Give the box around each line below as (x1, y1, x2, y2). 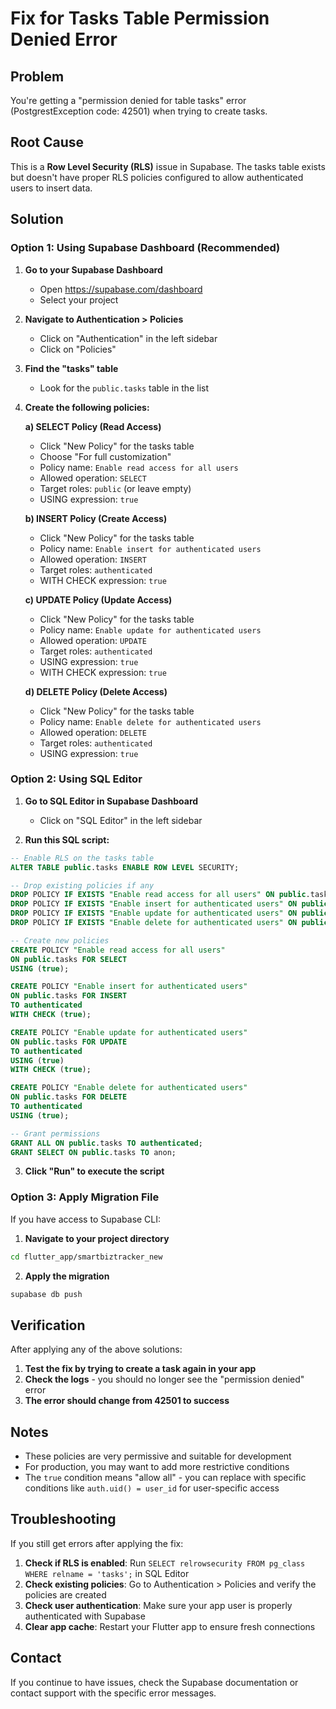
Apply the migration (24, 1270, 110, 1282)
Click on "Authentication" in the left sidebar (39, 332, 218, 344)
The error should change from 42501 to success (24, 1395, 230, 1407)
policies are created (24, 1588, 107, 1601)
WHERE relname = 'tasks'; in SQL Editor (24, 1567, 190, 1579)
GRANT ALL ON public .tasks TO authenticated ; (10, 1138, 203, 1148)
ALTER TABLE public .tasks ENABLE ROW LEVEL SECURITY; (10, 862, 240, 872)
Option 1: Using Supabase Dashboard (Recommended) (10, 241, 281, 255)
